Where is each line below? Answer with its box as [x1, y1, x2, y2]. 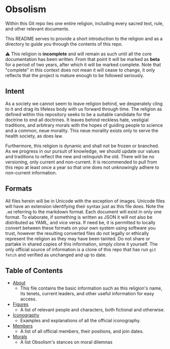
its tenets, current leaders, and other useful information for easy [20, 291, 154, 297]
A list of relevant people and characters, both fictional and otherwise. [20, 307, 165, 313]
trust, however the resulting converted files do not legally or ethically [5, 230, 149, 236]
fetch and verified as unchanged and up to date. [5, 252, 107, 258]
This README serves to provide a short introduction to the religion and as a [5, 36, 163, 42]
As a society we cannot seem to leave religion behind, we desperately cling [5, 100, 163, 107]
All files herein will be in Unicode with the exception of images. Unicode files [5, 198, 165, 204]
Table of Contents [5, 266, 63, 275]
